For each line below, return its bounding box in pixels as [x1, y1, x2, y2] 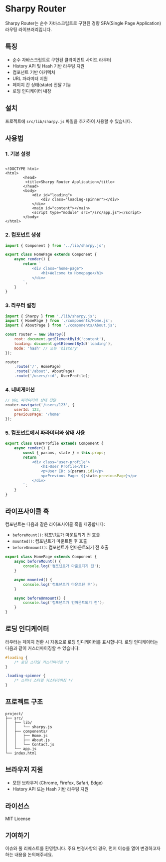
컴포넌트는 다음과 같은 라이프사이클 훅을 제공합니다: [5, 521, 105, 527]
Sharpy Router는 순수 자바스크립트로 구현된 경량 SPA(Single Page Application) [5, 20, 162, 26]
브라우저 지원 [5, 766, 43, 774]
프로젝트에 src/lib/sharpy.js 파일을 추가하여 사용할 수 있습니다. [5, 118, 132, 124]
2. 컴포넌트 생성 [5, 231, 41, 238]
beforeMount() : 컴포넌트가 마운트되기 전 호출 [12, 532, 101, 538]
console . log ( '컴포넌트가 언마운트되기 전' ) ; [23, 600, 105, 605]
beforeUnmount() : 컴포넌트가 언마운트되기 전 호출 [12, 544, 109, 550]
